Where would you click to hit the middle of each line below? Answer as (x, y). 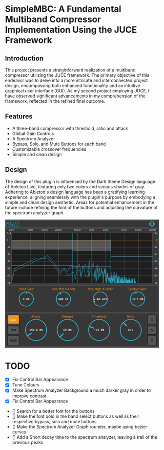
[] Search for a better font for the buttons (53, 411)
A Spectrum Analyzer (33, 138)
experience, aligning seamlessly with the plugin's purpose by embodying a (80, 197)
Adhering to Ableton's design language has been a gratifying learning (75, 192)
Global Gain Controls (33, 134)
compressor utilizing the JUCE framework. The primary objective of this (77, 75)
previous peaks (28, 442)
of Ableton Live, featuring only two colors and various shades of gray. (75, 186)
